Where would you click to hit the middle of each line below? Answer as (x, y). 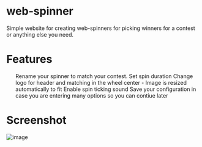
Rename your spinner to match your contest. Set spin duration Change (104, 76)
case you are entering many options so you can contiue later (92, 95)
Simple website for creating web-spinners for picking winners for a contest (101, 28)
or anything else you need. (40, 34)
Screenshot (36, 120)
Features (29, 59)
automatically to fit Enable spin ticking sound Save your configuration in (106, 89)
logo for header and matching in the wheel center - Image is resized (101, 82)
